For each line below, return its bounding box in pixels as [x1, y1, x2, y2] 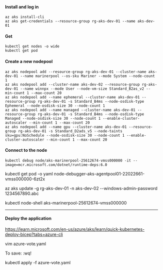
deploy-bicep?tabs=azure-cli [5, 232, 63, 238]
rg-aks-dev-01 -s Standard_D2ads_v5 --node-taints [17, 128, 123, 133]
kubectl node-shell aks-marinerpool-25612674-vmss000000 [5, 200, 127, 206]
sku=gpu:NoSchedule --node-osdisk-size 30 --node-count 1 [5, 133, 125, 138]
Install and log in [5, 4, 39, 10]
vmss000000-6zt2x [5, 176, 45, 182]
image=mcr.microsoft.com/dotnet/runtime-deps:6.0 [5, 162, 108, 167]
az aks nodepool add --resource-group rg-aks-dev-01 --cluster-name [5, 69, 147, 74]
